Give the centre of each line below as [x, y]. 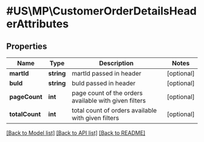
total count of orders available [114, 110]
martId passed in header [107, 73]
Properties [27, 46]
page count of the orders [107, 93]
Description [116, 63]
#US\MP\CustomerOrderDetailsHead [102, 11]
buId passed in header [104, 83]
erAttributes [37, 24]
